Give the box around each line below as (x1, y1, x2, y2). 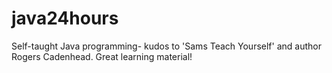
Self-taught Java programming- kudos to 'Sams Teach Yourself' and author (11, 40, 322, 52)
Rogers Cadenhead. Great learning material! (11, 50, 193, 62)
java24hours (11, 7, 119, 30)
